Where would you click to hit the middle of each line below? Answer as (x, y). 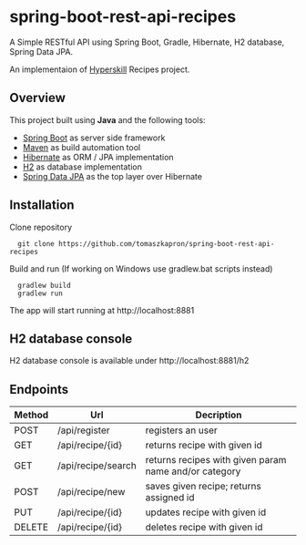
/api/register (84, 430)
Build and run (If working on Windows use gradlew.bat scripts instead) (141, 268)
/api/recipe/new (92, 492)
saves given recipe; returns (203, 487)
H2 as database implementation (82, 167)
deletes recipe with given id (204, 528)
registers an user (182, 430)
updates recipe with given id (206, 512)
